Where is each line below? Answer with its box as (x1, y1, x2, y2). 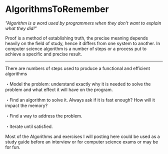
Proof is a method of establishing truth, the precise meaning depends (5, 35, 148, 41)
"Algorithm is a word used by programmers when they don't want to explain (5, 20, 161, 26)
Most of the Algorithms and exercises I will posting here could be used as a (5, 133, 160, 139)
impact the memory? (5, 102, 48, 108)
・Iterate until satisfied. (5, 123, 53, 129)
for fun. (5, 144, 21, 150)
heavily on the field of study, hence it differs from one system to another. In (5, 40, 160, 46)
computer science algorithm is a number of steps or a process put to (5, 45, 146, 51)
